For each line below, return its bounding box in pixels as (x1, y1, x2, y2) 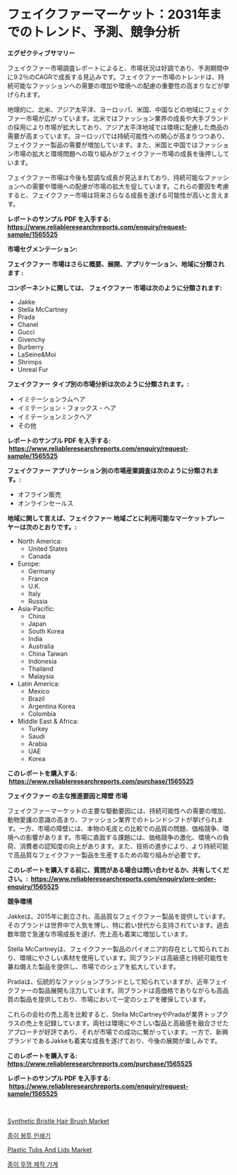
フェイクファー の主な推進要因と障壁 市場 (7, 792, 128, 800)
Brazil (28, 694, 45, 703)
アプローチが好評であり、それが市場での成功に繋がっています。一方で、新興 (7, 1027, 229, 1036)
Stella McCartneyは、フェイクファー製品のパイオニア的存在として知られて (7, 944, 224, 953)
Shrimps (17, 357, 42, 366)
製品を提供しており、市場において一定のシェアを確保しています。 (19, 995, 210, 1003)
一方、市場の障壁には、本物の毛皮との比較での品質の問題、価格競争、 (18, 824, 224, 833)
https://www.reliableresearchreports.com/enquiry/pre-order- (30, 874, 217, 883)
